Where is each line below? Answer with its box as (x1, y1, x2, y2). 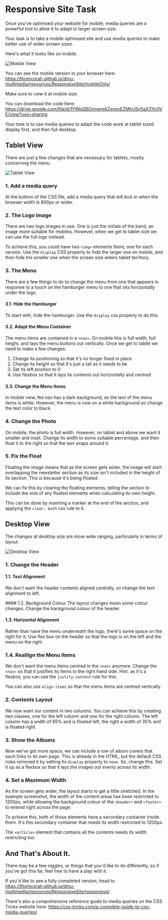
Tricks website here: (5, 903, 47, 909)
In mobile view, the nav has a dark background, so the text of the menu (5, 394, 152, 400)
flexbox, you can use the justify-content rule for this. (5, 674, 117, 680)
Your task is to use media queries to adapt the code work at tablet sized (5, 121, 154, 127)
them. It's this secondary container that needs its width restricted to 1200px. (5, 819, 163, 825)
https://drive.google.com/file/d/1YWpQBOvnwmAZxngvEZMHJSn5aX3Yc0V (5, 106, 162, 112)
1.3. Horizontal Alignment (5, 617, 59, 623)
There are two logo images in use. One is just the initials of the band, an (5, 223, 154, 229)
